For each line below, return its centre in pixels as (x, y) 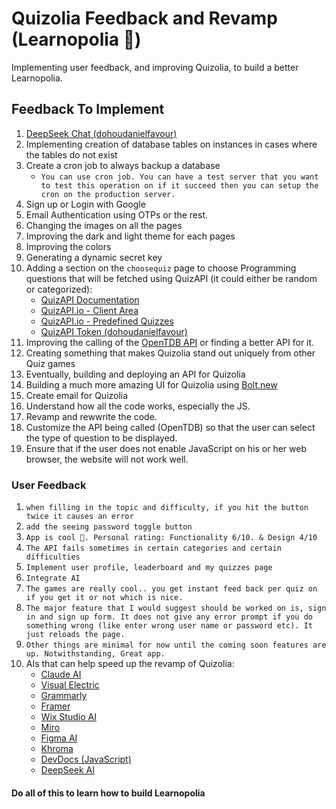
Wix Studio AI (68, 717)
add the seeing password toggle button (109, 527)
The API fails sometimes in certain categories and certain (153, 548)
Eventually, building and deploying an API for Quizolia (135, 374)
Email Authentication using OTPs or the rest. (117, 214)
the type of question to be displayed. (101, 438)
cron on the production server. (108, 194)
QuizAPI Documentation (90, 299)
